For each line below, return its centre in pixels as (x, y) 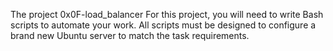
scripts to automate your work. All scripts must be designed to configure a (163, 25)
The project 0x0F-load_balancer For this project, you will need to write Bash (167, 14)
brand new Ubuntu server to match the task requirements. (130, 35)
